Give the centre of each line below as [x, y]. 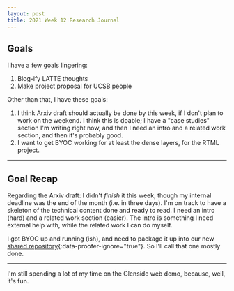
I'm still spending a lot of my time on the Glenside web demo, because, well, [116, 274]
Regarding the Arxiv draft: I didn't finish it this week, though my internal [109, 195]
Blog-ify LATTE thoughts [53, 79]
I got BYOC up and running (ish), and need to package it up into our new [111, 239]
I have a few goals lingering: [48, 65]
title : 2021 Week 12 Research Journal [63, 20]
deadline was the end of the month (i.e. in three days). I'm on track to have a [117, 203]
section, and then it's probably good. [70, 135]
